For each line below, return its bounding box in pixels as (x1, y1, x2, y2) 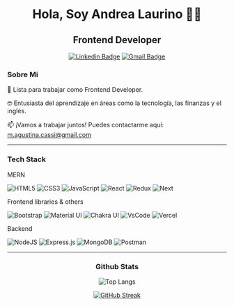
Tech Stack (7, 154, 47, 164)
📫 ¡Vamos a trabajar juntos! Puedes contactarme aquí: (7, 121, 164, 129)
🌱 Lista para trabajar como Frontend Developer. (7, 86, 143, 94)
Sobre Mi (7, 70, 38, 79)
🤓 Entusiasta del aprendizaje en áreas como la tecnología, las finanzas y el (7, 99, 221, 107)
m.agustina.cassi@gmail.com (7, 131, 92, 139)
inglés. (7, 107, 26, 115)
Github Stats (95, 261, 139, 271)
